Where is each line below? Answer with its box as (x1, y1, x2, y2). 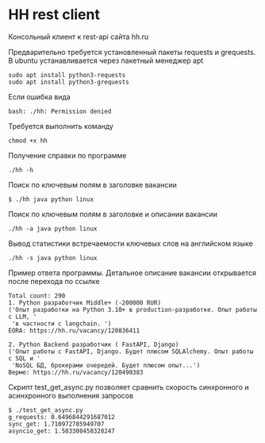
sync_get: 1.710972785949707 (8, 420, 105, 428)
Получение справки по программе (8, 150, 127, 160)
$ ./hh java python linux (8, 195, 94, 204)
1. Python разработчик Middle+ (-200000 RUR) (8, 298, 161, 307)
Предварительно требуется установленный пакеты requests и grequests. (8, 47, 256, 56)
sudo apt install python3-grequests (8, 78, 129, 86)
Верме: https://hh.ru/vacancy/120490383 (8, 368, 144, 376)
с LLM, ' (8, 313, 37, 321)
